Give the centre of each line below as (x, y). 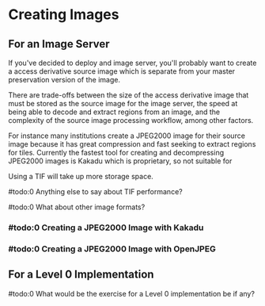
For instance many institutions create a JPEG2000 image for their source (127, 136)
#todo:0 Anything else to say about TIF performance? (96, 191)
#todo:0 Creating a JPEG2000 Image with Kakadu (106, 228)
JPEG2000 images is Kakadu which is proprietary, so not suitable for (120, 161)
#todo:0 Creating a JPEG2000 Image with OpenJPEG (112, 249)
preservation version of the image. (64, 80)
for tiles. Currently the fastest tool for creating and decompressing (116, 153)
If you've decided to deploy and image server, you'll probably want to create (132, 63)
